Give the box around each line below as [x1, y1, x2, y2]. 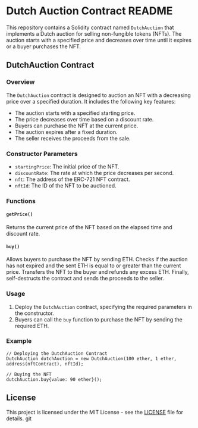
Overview [6, 78, 35, 86]
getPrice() [6, 211, 33, 218]
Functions [6, 196, 36, 205]
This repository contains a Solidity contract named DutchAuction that [6, 24, 174, 31]
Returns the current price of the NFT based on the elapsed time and [6, 224, 172, 231]
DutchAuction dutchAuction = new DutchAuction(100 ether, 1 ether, [6, 355, 177, 361]
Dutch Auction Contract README [6, 4, 173, 18]
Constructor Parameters [6, 149, 78, 158]
